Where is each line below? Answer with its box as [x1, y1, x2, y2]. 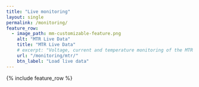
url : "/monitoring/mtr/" [17, 53, 79, 59]
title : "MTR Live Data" [17, 42, 76, 48]
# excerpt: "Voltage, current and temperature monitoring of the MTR [17, 47, 194, 53]
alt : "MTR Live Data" [17, 36, 70, 42]
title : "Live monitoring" [6, 8, 70, 15]
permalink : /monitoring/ [6, 20, 68, 25]
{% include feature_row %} [6, 75, 73, 82]
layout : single [6, 14, 44, 20]
